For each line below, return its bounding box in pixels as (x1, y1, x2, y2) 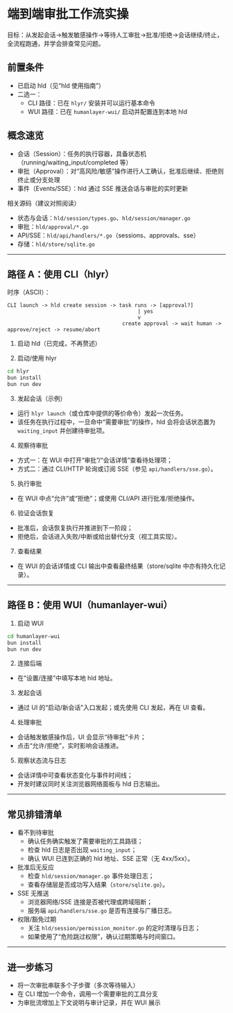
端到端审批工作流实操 (7, 6, 130, 22)
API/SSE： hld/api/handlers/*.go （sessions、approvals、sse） (17, 231, 200, 240)
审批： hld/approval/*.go (17, 222, 89, 231)
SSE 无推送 (17, 889, 50, 898)
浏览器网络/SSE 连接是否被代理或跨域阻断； (27, 898, 153, 906)
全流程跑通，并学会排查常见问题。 (7, 39, 105, 47)
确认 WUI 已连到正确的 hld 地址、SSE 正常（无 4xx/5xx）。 (27, 855, 194, 863)
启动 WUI (17, 619, 44, 627)
